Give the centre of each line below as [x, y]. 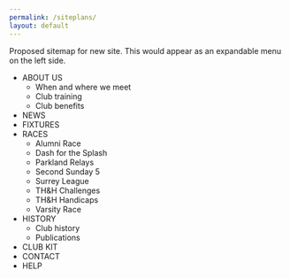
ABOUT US [42, 77]
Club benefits [60, 105]
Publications [58, 237]
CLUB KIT [40, 247]
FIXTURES [41, 124]
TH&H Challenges [68, 190]
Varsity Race [58, 209]
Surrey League [62, 181]
